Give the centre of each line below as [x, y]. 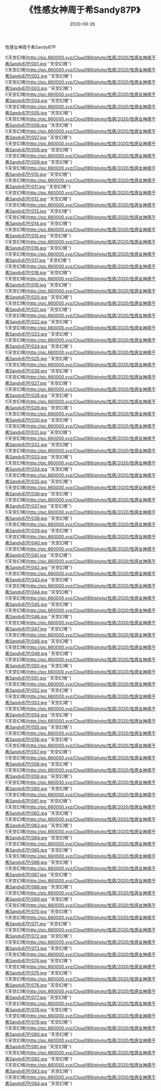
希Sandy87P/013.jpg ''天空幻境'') [38, 211]
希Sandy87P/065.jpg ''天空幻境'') [39, 850]
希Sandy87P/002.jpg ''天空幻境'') [39, 76]
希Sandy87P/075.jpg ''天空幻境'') [39, 973]
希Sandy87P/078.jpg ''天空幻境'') [39, 1009]
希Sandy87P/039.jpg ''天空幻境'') [39, 530]
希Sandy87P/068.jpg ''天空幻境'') [39, 887]
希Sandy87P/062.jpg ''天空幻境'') [39, 813]
